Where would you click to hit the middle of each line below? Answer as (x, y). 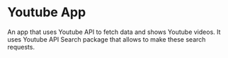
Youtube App (47, 12)
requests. (21, 47)
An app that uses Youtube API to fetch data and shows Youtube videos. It (114, 32)
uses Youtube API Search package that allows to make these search (107, 39)
